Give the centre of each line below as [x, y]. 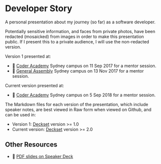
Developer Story [39, 9]
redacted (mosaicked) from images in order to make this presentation [75, 36]
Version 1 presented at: [28, 56]
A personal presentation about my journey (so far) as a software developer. [80, 22]
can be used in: [20, 114]
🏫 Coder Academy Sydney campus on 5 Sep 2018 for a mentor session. [84, 95]
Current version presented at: [35, 85]
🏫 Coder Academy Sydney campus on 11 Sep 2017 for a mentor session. [84, 66]
